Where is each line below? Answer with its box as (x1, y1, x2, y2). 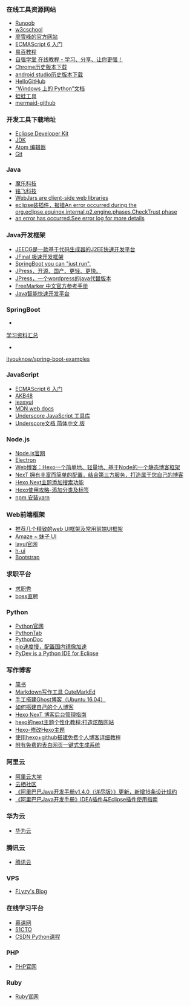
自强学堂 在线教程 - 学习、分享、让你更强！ (15, 56, 123, 63)
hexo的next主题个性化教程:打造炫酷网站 (15, 718, 114, 726)
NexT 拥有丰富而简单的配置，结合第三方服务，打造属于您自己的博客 (15, 471, 183, 479)
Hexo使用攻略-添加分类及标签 (15, 486, 90, 494)
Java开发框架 (6, 231, 46, 239)
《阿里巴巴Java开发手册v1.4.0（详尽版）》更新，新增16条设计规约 (15, 788, 177, 795)
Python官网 (15, 622, 44, 630)
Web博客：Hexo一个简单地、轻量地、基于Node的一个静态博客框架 (15, 464, 180, 471)
